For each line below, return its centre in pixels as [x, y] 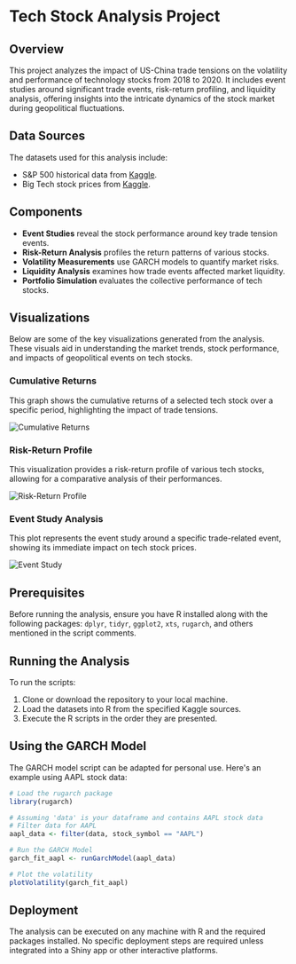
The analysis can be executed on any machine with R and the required [137, 932]
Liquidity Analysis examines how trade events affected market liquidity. [153, 271]
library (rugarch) [41, 802]
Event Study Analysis [56, 518]
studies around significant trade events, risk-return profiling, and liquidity [143, 89]
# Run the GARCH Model [51, 850]
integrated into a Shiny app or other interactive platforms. [114, 951]
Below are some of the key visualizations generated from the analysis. [137, 339]
